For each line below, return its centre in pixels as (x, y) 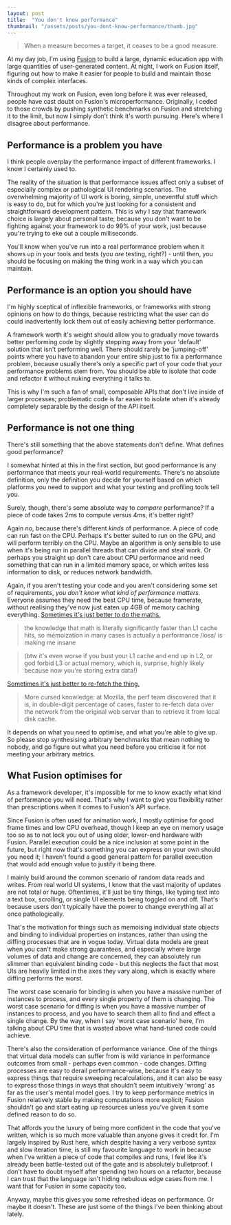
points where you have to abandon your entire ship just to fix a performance (115, 357)
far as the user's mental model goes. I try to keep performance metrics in (111, 1092)
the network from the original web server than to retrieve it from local (122, 711)
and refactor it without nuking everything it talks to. (79, 378)
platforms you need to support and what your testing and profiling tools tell (113, 487)
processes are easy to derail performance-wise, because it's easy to (104, 1070)
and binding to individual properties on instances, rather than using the (108, 934)
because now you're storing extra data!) (81, 670)
